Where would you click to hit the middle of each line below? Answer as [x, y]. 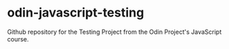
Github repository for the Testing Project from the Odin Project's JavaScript [114, 32]
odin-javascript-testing [76, 13]
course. [18, 39]
